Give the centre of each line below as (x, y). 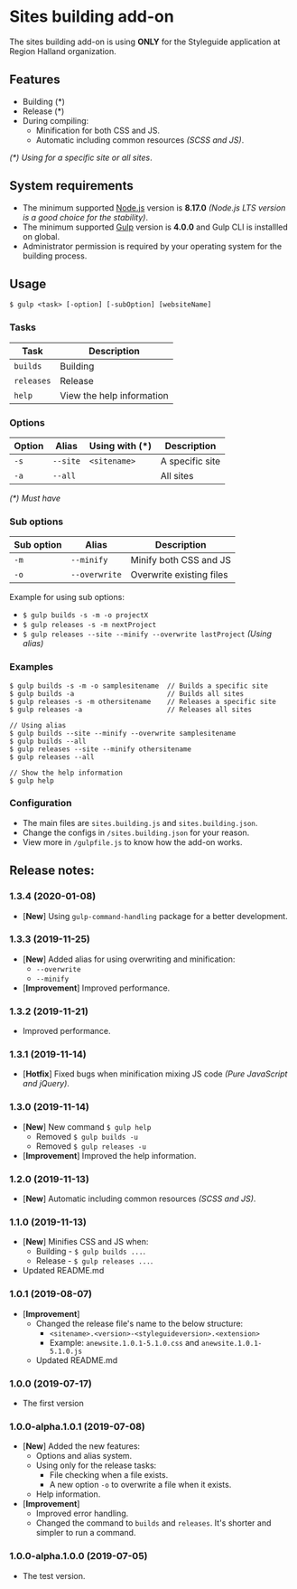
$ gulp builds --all (48, 741)
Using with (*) (120, 446)
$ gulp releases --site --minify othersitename (101, 749)
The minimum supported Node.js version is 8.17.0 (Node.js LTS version (154, 207)
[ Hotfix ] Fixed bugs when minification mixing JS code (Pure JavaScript (155, 1074)
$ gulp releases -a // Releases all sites (131, 710)
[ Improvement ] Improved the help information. (109, 1155)
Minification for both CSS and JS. (98, 130)
